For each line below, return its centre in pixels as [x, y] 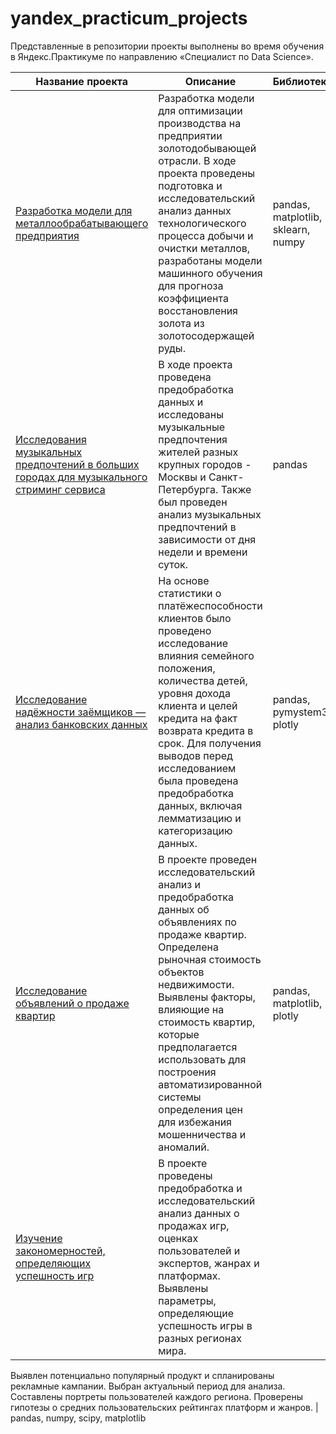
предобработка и [200, 1188]
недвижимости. [196, 984]
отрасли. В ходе [197, 160]
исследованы [191, 414]
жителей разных [198, 452]
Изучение [39, 1238]
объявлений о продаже [72, 1003]
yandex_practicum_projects [129, 18]
